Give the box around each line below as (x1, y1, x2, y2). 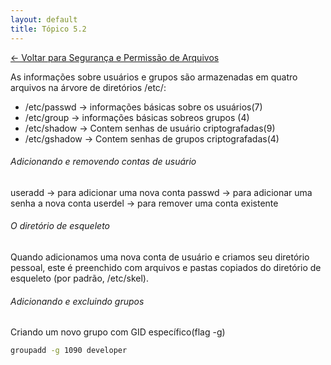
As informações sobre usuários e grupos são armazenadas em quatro (10, 71, 298, 83)
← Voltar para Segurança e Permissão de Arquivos (10, 51, 220, 63)
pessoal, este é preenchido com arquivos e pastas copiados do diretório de (10, 261, 322, 273)
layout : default (10, 14, 78, 25)
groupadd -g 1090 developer (10, 346, 128, 356)
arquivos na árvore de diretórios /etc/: (10, 81, 167, 93)
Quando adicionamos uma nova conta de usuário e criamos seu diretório (10, 251, 310, 263)
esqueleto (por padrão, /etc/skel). (10, 272, 149, 284)
